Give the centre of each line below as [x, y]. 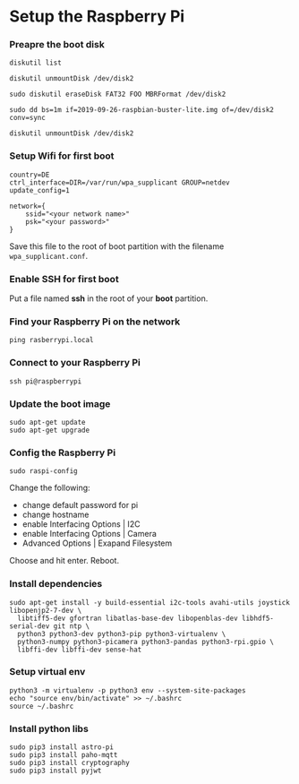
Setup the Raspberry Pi [97, 17]
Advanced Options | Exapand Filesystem [97, 543]
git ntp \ [72, 626]
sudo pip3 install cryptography [69, 763]
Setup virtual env [47, 672]
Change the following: [50, 488]
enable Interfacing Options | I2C [81, 524]
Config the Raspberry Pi [63, 452]
